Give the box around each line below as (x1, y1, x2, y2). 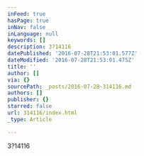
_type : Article (7, 116, 52, 123)
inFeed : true (7, 10, 46, 18)
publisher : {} (7, 96, 50, 104)
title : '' (7, 63, 37, 70)
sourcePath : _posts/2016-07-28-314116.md (7, 83, 132, 90)
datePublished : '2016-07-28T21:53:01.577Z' (7, 50, 138, 57)
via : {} (7, 76, 31, 84)
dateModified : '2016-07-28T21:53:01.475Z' (7, 57, 135, 64)
